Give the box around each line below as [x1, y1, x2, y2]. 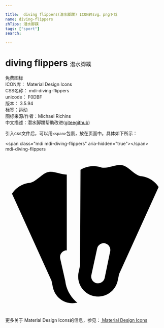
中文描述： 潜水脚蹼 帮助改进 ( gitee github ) [5, 119, 90, 125]
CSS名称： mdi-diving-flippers [5, 88, 70, 94]
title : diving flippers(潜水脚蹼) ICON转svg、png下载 [5, 12, 118, 17]
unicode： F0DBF [5, 94, 42, 100]
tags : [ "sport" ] [5, 26, 40, 31]
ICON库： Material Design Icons [5, 81, 72, 87]
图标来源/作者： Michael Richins [5, 113, 71, 119]
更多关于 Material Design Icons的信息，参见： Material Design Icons [5, 317, 148, 323]
